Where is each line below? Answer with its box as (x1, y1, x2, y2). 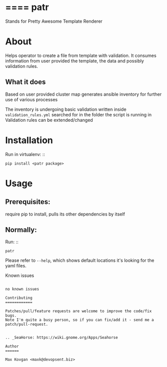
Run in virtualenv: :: (5, 151, 45, 157)
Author (5, 344, 19, 349)
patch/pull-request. (5, 322, 49, 327)
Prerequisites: (5, 198, 50, 206)
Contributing (5, 296, 33, 301)
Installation (5, 134, 53, 146)
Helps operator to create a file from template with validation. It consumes (5, 52, 157, 58)
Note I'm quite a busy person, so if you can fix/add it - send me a (5, 318, 154, 323)
